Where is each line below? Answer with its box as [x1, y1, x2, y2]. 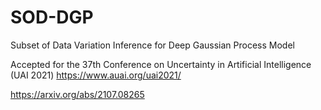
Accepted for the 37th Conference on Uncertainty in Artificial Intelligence [10, 58, 312, 70]
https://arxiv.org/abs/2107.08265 [10, 88, 145, 100]
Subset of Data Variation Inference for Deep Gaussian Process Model [10, 39, 295, 51]
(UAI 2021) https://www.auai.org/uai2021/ [10, 69, 182, 81]
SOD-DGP [10, 6, 94, 29]
